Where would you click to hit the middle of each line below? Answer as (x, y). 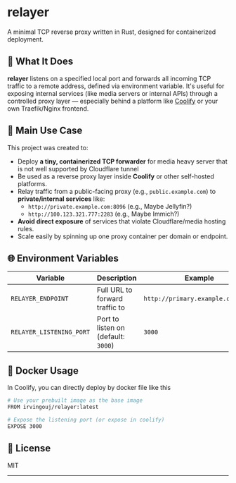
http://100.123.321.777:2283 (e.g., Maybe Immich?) (104, 214)
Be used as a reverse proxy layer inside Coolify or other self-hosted (116, 176)
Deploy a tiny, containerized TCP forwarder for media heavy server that (122, 161)
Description (117, 278)
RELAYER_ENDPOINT (40, 299)
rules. (26, 228)
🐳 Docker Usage (43, 371)
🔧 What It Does (40, 62)
